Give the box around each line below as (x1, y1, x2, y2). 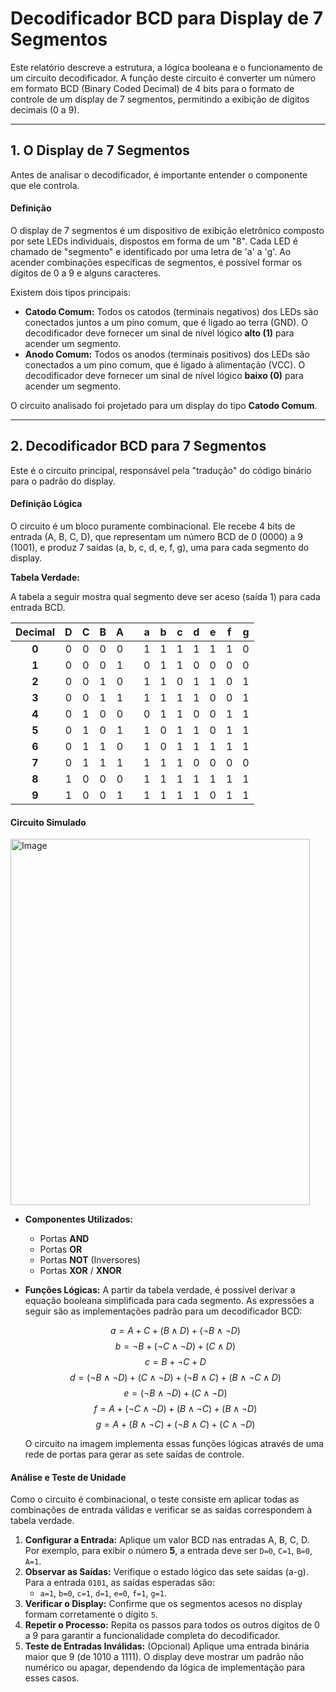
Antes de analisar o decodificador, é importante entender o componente (10, 168, 308, 181)
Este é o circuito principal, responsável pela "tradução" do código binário (10, 464, 312, 476)
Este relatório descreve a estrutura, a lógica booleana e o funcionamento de (10, 61, 323, 73)
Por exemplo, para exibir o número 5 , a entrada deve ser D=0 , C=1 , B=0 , (24, 1545, 313, 1557)
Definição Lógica (10, 498, 83, 510)
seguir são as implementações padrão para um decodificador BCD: (24, 1305, 303, 1317)
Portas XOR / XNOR (39, 1265, 122, 1277)
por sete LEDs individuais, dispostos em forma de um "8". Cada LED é (10, 235, 299, 247)
